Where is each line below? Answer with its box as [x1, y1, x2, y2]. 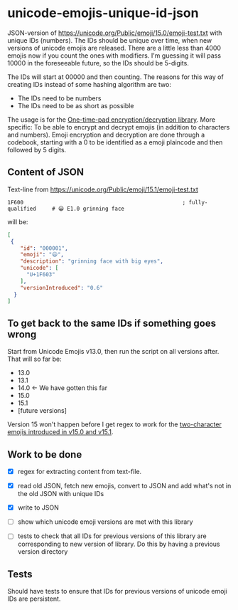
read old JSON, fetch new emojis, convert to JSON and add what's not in [17, 482, 232, 490]
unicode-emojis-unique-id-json [7, 5, 199, 21]
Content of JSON [7, 166, 84, 179]
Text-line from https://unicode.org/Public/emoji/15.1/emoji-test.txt [7, 185, 199, 194]
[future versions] [17, 406, 67, 415]
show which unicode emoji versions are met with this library [17, 517, 193, 526]
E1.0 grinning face [67, 205, 124, 212]
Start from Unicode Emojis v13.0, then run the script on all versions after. [7, 347, 220, 356]
